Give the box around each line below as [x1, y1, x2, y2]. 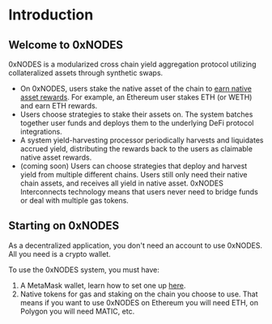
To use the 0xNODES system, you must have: [8, 265, 160, 275]
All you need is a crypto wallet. [8, 249, 111, 258]
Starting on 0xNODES [8, 219, 120, 232]
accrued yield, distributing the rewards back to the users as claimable [19, 144, 253, 153]
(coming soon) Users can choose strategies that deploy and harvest [19, 161, 248, 171]
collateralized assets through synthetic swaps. [8, 68, 164, 78]
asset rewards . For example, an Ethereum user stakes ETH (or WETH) [19, 92, 253, 102]
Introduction [8, 6, 94, 24]
